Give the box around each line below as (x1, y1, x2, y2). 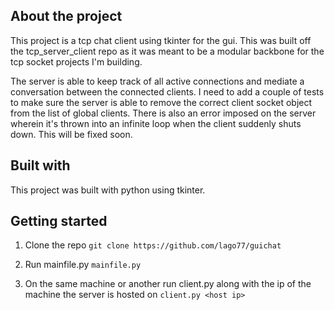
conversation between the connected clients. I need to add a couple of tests (10, 85, 325, 98)
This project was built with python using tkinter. (10, 184, 206, 196)
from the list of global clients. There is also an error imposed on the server (10, 107, 317, 119)
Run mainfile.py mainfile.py (24, 259, 142, 271)
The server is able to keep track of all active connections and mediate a (10, 75, 305, 87)
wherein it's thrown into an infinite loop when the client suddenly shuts (10, 117, 302, 129)
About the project (10, 8, 123, 25)
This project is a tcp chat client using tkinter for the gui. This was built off (10, 34, 312, 46)
